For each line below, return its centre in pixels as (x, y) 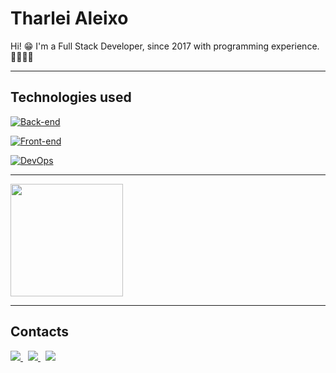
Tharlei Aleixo (69, 18)
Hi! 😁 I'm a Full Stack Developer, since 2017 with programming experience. (165, 46)
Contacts (40, 332)
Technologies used (71, 97)
